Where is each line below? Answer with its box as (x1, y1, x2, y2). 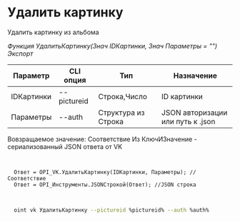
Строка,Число (98, 91, 148, 101)
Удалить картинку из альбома (7, 28, 99, 36)
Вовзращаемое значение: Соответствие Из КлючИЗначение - (7, 135, 198, 143)
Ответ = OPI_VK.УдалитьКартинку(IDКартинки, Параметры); (14, 168, 187, 175)
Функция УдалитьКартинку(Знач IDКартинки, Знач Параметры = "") (7, 41, 218, 50)
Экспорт (7, 49, 34, 58)
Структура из (98, 108, 145, 118)
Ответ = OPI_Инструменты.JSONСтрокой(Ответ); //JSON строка (14, 181, 196, 188)
